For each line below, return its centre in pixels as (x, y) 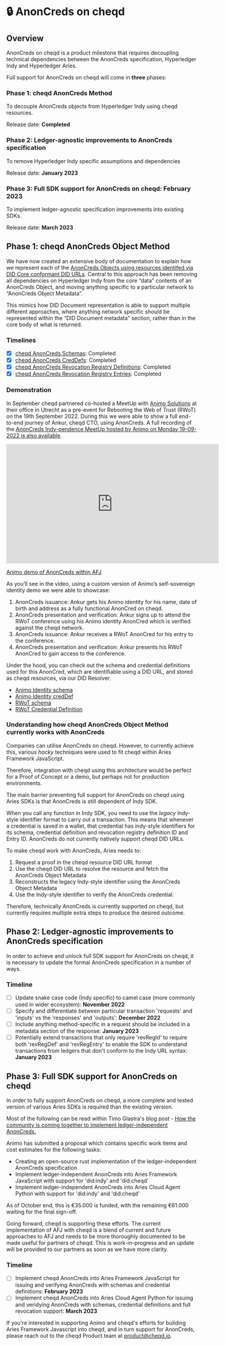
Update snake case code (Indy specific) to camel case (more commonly (105, 998)
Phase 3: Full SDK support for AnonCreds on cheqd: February (99, 189)
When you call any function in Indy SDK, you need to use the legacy (91, 813)
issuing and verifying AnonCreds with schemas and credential (92, 1285)
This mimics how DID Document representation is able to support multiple (99, 305)
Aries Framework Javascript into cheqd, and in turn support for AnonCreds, (101, 1329)
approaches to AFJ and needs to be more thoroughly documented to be (96, 1236)
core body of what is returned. (44, 324)
